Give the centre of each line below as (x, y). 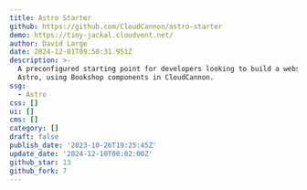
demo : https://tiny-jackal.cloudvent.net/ (91, 35)
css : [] (24, 103)
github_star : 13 (40, 162)
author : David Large (49, 43)
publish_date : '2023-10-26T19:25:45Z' (83, 145)
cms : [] (24, 120)
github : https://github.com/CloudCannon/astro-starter (116, 26)
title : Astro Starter (51, 18)
